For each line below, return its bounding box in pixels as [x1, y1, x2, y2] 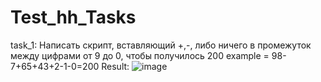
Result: [101, 60, 130, 72]
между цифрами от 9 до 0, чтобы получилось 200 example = [10, 49, 270, 61]
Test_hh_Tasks [10, 6, 137, 29]
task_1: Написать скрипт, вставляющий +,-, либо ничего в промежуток [10, 39, 312, 51]
